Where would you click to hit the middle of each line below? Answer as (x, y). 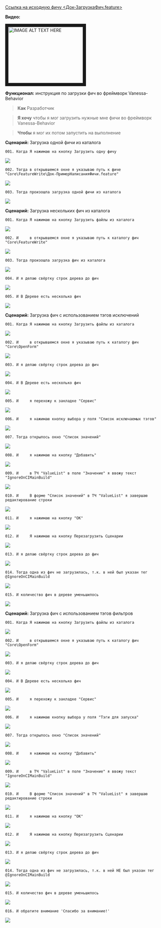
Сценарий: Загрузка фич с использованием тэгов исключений (72, 315)
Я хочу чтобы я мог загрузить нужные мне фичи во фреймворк (84, 118)
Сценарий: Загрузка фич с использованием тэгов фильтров (69, 613)
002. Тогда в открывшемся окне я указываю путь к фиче (63, 170)
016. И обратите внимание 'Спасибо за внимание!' (58, 911)
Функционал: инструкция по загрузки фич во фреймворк (66, 93)
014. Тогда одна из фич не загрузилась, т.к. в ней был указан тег (77, 572)
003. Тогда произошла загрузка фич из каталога (55, 260)
